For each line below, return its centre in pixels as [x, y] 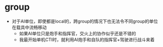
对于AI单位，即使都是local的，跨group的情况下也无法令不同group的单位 [85, 21]
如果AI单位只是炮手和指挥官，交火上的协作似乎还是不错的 [78, 33]
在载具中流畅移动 [29, 27]
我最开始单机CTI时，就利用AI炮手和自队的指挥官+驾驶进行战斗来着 [87, 39]
